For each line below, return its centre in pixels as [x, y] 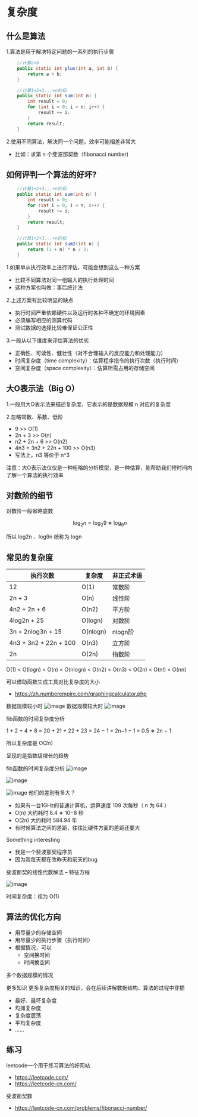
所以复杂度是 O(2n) [30, 743]
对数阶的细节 [30, 496]
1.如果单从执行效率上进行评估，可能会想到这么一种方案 [73, 267]
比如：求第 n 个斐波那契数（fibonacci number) [72, 154]
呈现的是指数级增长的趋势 [37, 756]
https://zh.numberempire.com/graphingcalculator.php [81, 694]
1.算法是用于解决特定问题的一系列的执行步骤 [60, 52]
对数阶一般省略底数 [30, 511]
